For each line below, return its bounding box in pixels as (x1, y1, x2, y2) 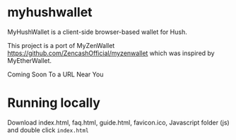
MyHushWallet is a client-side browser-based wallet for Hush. (7, 28, 187, 36)
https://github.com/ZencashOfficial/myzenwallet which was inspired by (7, 49, 215, 57)
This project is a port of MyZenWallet (7, 41, 115, 49)
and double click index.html (7, 125, 89, 134)
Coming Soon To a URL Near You (7, 70, 104, 78)
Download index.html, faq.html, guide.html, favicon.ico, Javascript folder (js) (7, 118, 230, 127)
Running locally (7, 95, 101, 111)
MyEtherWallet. (7, 56, 52, 64)
